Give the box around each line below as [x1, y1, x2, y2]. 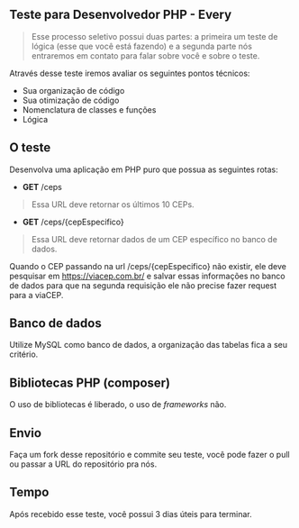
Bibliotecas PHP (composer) [9, 375, 171, 390]
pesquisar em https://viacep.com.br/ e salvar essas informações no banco [9, 270, 285, 281]
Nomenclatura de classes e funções [22, 104, 157, 115]
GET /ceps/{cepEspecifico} [22, 216, 124, 227]
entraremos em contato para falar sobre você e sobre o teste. [31, 50, 260, 61]
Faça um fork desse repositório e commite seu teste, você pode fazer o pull [9, 450, 290, 460]
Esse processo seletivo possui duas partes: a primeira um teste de [31, 31, 278, 41]
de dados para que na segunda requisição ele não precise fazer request [9, 279, 277, 291]
